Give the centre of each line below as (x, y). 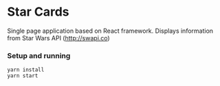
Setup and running (39, 55)
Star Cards (38, 12)
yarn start (23, 76)
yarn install (26, 70)
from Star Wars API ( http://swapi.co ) (58, 38)
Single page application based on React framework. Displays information (110, 31)
